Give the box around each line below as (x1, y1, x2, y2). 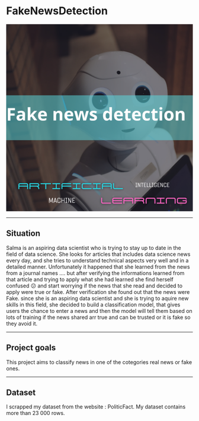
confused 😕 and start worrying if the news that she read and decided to (6, 282, 182, 289)
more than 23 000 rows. (6, 410, 65, 417)
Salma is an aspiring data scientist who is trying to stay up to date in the (6, 244, 182, 251)
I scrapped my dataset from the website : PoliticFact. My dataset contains (6, 403, 186, 410)
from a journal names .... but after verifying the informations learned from (6, 269, 185, 277)
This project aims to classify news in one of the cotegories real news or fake (6, 358, 192, 366)
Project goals (6, 343, 56, 353)
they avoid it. (6, 319, 38, 327)
